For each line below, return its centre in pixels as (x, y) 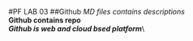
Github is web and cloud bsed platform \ (77, 29)
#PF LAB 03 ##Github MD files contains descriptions (96, 12)
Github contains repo (45, 20)
